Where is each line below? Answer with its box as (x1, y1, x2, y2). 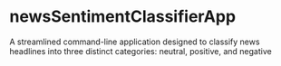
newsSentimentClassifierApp (9, 6, 237, 27)
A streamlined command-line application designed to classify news (9, 36, 260, 47)
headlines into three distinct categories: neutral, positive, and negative (9, 45, 272, 56)
